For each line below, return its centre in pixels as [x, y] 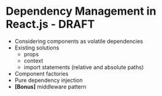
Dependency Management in [81, 11]
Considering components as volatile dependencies [79, 41]
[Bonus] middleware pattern [50, 86]
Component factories [41, 73]
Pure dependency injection [49, 80]
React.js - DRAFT [50, 24]
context [33, 61]
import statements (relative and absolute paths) [84, 67]
